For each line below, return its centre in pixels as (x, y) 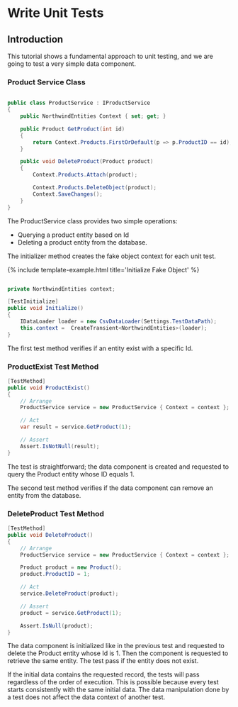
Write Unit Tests (56, 13)
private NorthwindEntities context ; (61, 289)
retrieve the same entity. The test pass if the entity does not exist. (103, 661)
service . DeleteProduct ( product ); (69, 594)
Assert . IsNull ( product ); (57, 625)
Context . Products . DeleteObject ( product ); (95, 188)
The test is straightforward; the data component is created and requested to (118, 467)
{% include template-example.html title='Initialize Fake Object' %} (103, 269)
